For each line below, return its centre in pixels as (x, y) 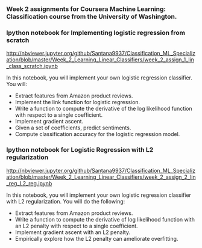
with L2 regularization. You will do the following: (66, 201)
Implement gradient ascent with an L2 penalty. (73, 232)
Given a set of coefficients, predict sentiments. (73, 128)
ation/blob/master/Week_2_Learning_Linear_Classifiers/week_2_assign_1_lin (100, 60)
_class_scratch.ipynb (32, 66)
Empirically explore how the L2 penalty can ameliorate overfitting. (96, 238)
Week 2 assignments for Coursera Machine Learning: (86, 9)
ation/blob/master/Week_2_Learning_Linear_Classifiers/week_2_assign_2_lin (101, 177)
